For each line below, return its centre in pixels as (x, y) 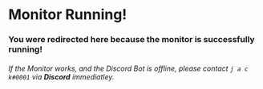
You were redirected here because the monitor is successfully (131, 40)
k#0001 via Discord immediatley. (61, 76)
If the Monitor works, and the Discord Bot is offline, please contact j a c (128, 68)
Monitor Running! (68, 15)
